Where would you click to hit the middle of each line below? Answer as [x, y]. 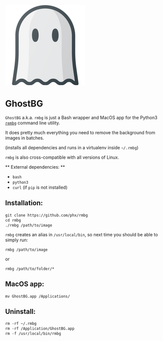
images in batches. [25, 138]
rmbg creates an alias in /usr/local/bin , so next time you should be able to [81, 234]
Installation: [24, 203]
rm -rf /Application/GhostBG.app [40, 329]
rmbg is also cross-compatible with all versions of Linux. [62, 157]
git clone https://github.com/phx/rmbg [47, 215]
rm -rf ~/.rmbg [21, 324]
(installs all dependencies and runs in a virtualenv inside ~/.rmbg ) [72, 147]
